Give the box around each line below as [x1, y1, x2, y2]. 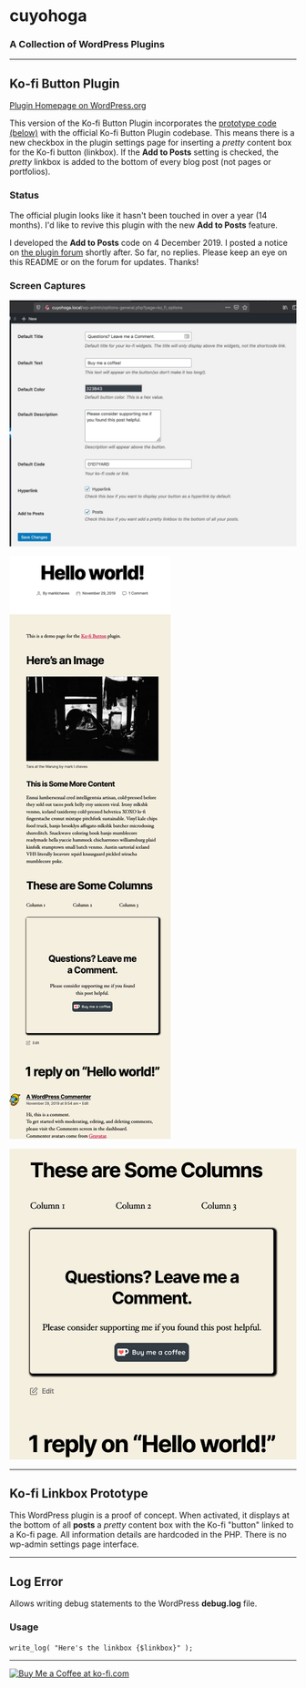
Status [9, 189, 39, 201]
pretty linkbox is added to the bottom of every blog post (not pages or [9, 157, 271, 168]
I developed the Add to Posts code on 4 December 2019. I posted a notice [9, 237, 289, 248]
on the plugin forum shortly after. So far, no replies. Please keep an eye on [9, 247, 288, 258]
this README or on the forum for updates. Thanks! [9, 256, 199, 267]
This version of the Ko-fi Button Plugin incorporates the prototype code [9, 118, 277, 128]
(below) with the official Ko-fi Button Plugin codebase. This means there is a [9, 128, 295, 138]
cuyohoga [9, 5, 87, 26]
